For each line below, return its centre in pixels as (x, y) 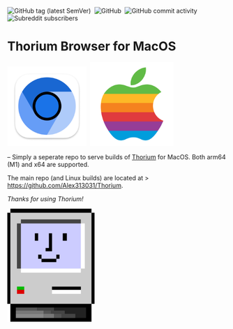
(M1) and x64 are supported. (48, 164)
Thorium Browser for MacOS (92, 46)
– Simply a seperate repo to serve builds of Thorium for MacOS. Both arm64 (117, 156)
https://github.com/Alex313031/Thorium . (65, 185)
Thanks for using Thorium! (45, 198)
